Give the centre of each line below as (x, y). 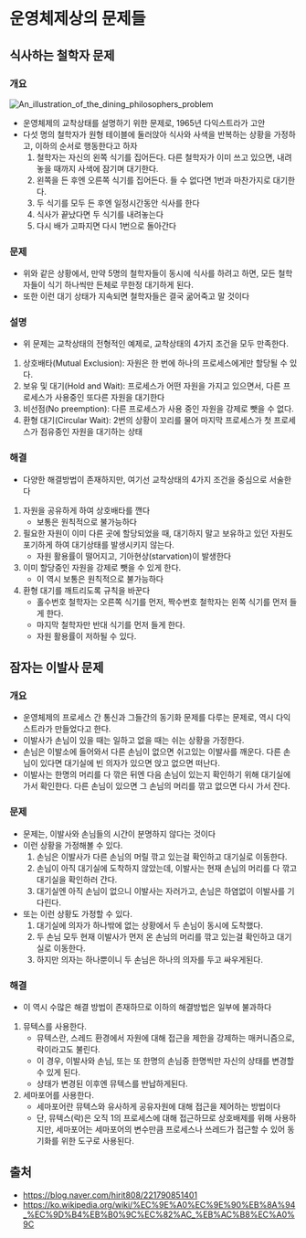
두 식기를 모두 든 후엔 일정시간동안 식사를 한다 (118, 203)
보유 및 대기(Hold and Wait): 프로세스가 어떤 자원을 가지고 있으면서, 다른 (152, 386)
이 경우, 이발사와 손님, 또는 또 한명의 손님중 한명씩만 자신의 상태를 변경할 (165, 1061)
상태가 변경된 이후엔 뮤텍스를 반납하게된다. (112, 1083)
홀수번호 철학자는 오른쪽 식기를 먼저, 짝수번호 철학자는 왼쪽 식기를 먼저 (162, 602)
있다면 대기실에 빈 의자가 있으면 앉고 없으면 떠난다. (130, 763)
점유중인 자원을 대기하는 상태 (91, 432)
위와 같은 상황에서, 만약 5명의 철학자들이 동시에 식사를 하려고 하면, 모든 (149, 273)
